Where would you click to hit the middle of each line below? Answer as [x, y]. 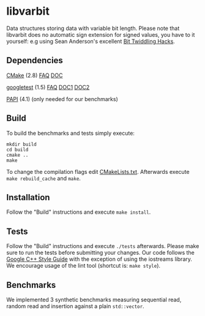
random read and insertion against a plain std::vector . [76, 306]
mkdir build [21, 144]
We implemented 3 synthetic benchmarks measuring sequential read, [94, 299]
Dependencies [35, 60]
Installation [28, 197]
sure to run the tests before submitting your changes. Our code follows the [100, 253]
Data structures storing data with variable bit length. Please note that [93, 28]
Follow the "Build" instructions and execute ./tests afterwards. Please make [103, 246]
